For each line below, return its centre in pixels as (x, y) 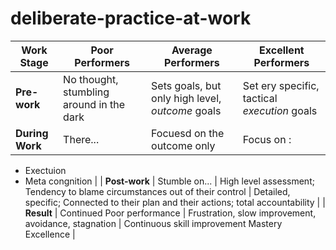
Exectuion (45, 170)
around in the (94, 104)
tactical (260, 98)
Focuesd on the (188, 133)
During (32, 133)
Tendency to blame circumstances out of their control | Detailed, (157, 191)
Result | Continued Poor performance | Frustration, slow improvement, (170, 213)
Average (192, 50)
